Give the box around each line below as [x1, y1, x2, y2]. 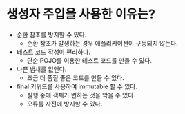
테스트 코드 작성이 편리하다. [16, 48, 91, 56]
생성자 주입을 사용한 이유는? [6, 6, 156, 22]
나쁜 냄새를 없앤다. [16, 65, 67, 73]
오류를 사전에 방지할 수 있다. [26, 99, 103, 108]
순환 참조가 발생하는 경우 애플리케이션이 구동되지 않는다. [26, 39, 179, 47]
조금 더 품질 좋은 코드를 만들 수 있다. [26, 73, 125, 82]
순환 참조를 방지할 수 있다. [16, 30, 87, 39]
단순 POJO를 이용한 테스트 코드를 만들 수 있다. [26, 56, 153, 64]
